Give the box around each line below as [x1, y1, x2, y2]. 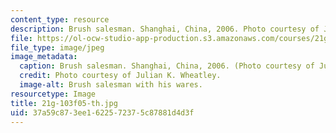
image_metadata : [10, 52, 78, 62]
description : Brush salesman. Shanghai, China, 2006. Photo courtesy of [10, 24, 320, 34]
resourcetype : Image [10, 89, 97, 99]
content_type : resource [10, 14, 110, 25]
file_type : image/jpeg [10, 42, 105, 53]
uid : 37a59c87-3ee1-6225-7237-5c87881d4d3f [10, 107, 195, 118]
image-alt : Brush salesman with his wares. [19, 80, 203, 90]
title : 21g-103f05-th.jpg [10, 98, 118, 108]
